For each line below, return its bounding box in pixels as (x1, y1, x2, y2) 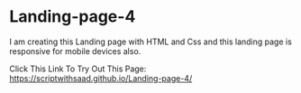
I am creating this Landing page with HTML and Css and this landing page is (9, 36, 293, 47)
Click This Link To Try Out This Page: (9, 63, 147, 74)
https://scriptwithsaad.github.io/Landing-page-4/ (9, 72, 193, 83)
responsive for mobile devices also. (9, 45, 141, 56)
